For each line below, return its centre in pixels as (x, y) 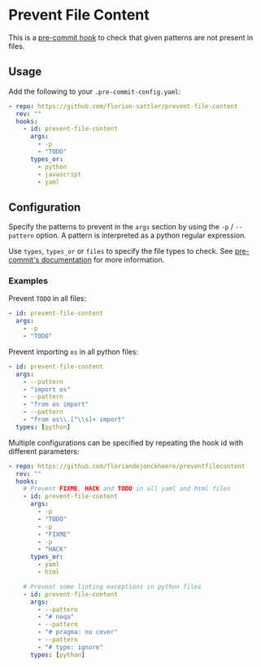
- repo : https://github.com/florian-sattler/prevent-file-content (123, 106)
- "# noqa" (56, 617)
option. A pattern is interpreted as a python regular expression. (141, 235)
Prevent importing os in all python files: (74, 351)
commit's (24, 260)
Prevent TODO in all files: (48, 299)
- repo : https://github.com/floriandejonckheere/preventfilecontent (127, 466)
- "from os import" (56, 404)
